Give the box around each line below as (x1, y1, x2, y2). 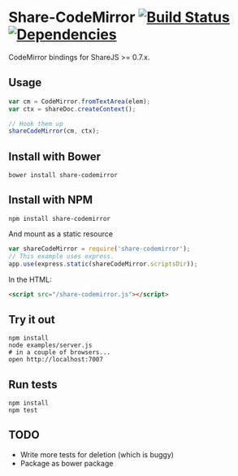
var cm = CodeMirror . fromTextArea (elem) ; (8, 97, 151, 106)
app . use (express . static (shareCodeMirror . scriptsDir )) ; (8, 260, 198, 268)
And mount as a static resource (8, 228, 114, 239)
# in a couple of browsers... (8, 348, 111, 357)
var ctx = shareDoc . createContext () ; (8, 105, 136, 113)
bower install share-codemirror (8, 171, 118, 180)
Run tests (8, 378, 58, 392)
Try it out (8, 313, 55, 327)
